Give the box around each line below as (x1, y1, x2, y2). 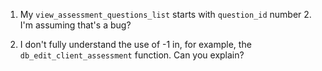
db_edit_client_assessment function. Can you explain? (19, 49, 245, 61)
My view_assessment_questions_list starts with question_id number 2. (19, 9, 312, 20)
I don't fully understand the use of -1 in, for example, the (19, 39, 252, 50)
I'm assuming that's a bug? (19, 19, 132, 31)
